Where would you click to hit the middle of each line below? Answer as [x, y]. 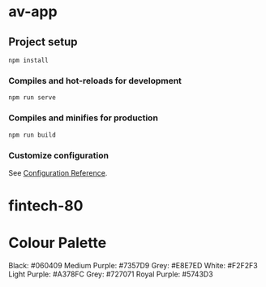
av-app [33, 12]
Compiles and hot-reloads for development [95, 80]
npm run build [32, 135]
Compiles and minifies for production [83, 118]
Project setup [43, 42]
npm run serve [32, 98]
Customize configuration [59, 155]
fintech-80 [46, 206]
